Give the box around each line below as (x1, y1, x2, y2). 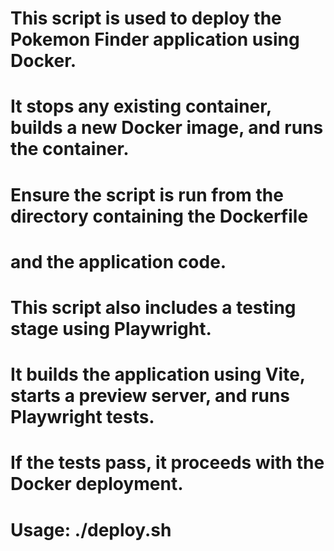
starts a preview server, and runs (10, 385, 291, 407)
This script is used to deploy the (10, 7, 282, 30)
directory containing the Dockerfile (10, 205, 309, 227)
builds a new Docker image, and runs (10, 117, 324, 139)
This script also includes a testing (10, 296, 297, 319)
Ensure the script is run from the (10, 183, 284, 206)
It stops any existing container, (10, 95, 272, 118)
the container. (10, 138, 130, 161)
